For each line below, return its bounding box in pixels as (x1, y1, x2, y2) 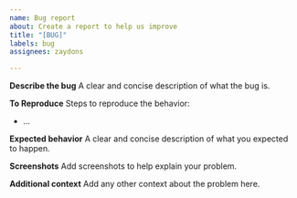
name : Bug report (9, 13, 76, 23)
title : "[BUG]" (9, 30, 68, 39)
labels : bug (9, 38, 55, 48)
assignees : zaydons (9, 47, 84, 57)
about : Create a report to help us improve (9, 22, 178, 31)
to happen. (9, 143, 50, 154)
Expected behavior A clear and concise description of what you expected (9, 133, 289, 144)
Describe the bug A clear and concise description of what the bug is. (9, 80, 270, 91)
